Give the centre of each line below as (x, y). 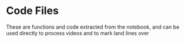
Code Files (32, 11)
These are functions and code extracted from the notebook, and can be (93, 27)
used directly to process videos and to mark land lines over (78, 33)
